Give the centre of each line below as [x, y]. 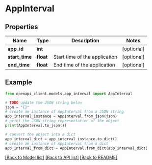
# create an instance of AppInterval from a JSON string [64, 112]
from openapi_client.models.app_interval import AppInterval [69, 94]
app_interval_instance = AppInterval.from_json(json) [61, 116]
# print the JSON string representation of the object [62, 121]
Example [19, 82]
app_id [15, 49]
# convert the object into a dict [40, 134]
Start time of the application [85, 57]
